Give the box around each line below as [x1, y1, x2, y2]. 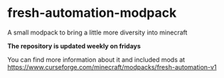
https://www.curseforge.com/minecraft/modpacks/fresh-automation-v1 [7, 63, 217, 71]
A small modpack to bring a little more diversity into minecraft [7, 28, 188, 37]
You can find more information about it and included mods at [7, 55, 186, 64]
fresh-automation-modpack [7, 5, 177, 21]
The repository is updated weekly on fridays [7, 41, 141, 50]
